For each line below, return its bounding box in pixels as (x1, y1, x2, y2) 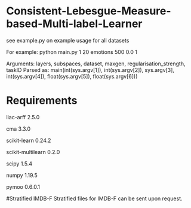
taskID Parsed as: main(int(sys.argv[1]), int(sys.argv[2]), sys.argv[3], (6, 66, 175, 73)
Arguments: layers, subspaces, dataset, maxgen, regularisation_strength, (6, 60, 186, 67)
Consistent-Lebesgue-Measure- (6, 4, 171, 18)
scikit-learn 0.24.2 (6, 137, 51, 144)
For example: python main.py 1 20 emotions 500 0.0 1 (6, 48, 138, 55)
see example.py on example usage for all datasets (6, 37, 130, 44)
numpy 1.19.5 (6, 171, 38, 179)
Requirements (6, 94, 78, 107)
